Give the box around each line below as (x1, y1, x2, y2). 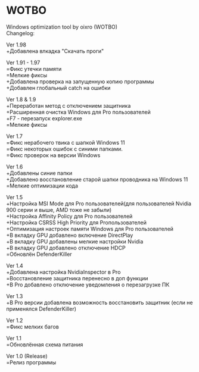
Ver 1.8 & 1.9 (6, 96, 36, 103)
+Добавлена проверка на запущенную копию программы (6, 78, 154, 85)
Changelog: (6, 29, 35, 36)
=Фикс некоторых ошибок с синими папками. (6, 145, 123, 152)
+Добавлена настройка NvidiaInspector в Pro (6, 268, 121, 276)
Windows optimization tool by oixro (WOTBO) (6, 23, 118, 30)
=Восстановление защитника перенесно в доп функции (6, 274, 148, 282)
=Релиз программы (6, 358, 57, 366)
